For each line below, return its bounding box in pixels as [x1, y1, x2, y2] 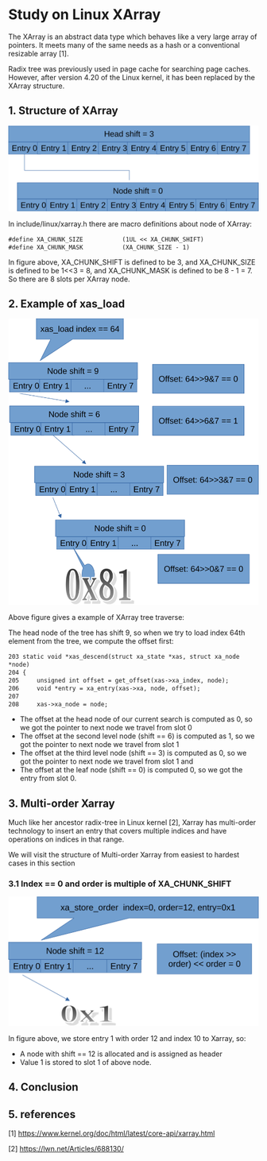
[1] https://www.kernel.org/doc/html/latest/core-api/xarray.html [8, 1128, 215, 1138]
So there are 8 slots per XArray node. [8, 274, 130, 284]
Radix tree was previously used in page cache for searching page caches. [8, 64, 251, 73]
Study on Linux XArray [8, 6, 161, 24]
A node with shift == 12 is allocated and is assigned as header [19, 1049, 222, 1058]
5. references [8, 1107, 76, 1121]
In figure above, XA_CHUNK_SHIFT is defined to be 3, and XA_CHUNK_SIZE [8, 257, 256, 267]
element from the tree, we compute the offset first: [8, 637, 174, 646]
